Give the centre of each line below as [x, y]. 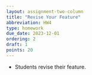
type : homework [25, 28]
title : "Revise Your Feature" [44, 17]
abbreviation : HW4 [29, 22]
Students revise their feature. [50, 67]
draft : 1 [17, 45]
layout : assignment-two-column [45, 12]
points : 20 [20, 50]
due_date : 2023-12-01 [33, 34]
